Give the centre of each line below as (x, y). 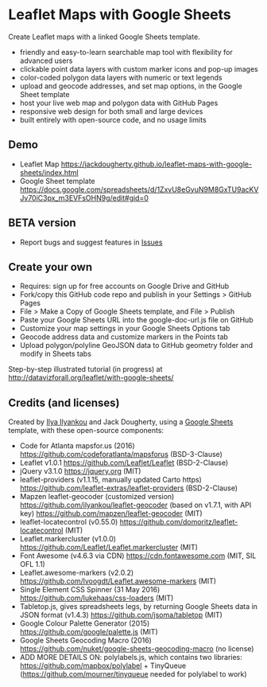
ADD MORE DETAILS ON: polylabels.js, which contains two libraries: (131, 658)
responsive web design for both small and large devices (111, 111)
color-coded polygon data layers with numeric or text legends (121, 77)
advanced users (46, 61)
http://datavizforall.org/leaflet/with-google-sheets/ (91, 378)
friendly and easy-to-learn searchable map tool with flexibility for (126, 52)
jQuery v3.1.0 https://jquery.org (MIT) (80, 471)
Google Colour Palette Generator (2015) (85, 623)
